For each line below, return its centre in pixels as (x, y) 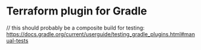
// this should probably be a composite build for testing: (76, 28)
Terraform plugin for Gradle (77, 11)
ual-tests (17, 40)
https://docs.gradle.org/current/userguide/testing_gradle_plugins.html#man (101, 34)
